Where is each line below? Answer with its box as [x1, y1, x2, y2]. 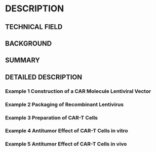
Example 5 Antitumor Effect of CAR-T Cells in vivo [5, 141, 127, 148]
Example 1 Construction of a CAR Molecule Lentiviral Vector [5, 87, 152, 94]
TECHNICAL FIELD [5, 23, 63, 31]
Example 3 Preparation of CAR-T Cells [5, 114, 98, 121]
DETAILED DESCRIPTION [5, 73, 82, 81]
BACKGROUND [5, 39, 52, 47]
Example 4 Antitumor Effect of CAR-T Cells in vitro [5, 127, 128, 134]
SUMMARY [5, 56, 40, 65]
